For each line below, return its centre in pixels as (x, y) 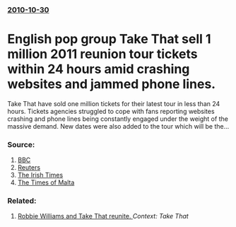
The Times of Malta (46, 182)
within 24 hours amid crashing (99, 69)
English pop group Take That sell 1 (109, 39)
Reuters (29, 168)
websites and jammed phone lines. (112, 85)
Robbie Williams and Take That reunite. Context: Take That (103, 216)
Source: (21, 144)
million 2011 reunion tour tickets (102, 54)
